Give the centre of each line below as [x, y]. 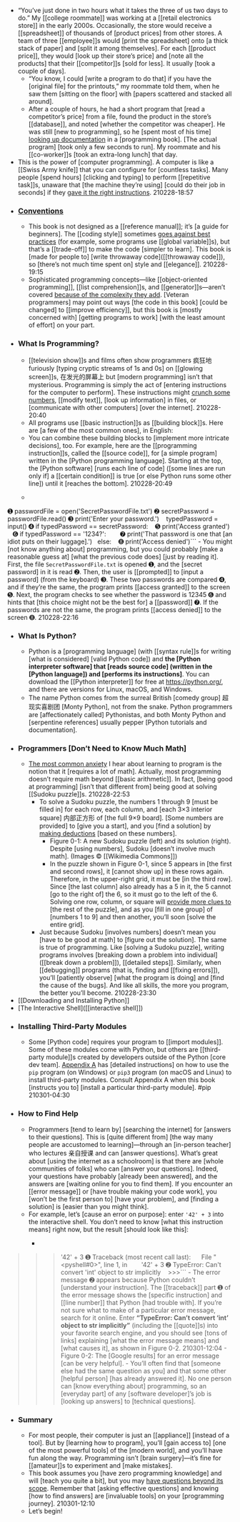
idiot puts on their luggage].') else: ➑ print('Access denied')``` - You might [120, 541]
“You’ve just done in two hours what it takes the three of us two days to [123, 10]
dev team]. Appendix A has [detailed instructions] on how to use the [129, 1065]
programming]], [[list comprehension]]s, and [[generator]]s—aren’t [127, 287]
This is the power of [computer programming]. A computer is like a [116, 162]
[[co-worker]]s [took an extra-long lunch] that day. [103, 154]
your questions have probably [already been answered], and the [123, 1176]
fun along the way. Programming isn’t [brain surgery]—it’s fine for [125, 1458]
